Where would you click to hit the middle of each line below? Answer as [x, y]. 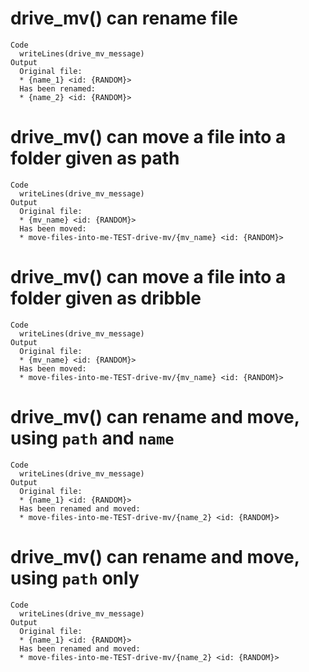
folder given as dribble [106, 298]
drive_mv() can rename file [124, 18]
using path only [75, 578]
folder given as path [95, 158]
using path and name [92, 438]
